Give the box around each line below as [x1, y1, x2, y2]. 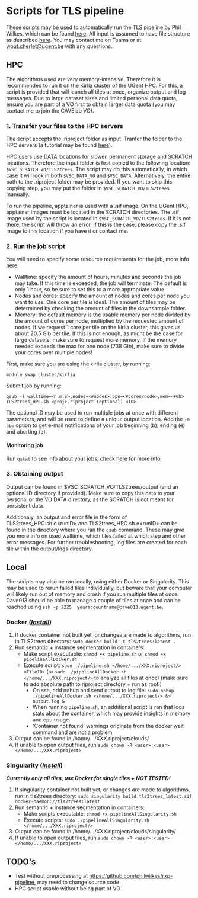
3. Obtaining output [6, 470, 63, 478]
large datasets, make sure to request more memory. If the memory [14, 336, 177, 344]
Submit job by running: [6, 382, 62, 389]
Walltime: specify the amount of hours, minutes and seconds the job [14, 274, 182, 281]
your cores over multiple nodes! [14, 349, 93, 356]
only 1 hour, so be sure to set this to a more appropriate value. [14, 286, 166, 293]
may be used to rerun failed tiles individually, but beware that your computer [6, 584, 193, 591]
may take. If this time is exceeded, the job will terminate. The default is [14, 280, 187, 287]
